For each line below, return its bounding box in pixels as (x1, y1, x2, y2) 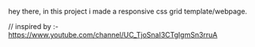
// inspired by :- (8, 22, 59, 31)
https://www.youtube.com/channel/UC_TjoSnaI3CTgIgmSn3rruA (8, 31, 218, 39)
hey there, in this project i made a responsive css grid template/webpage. (8, 7, 247, 16)
